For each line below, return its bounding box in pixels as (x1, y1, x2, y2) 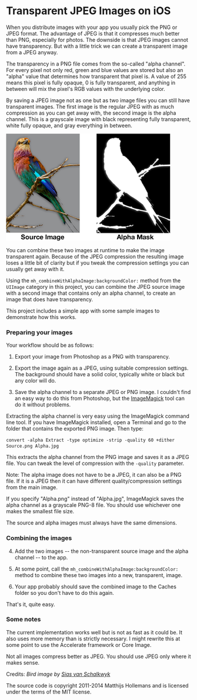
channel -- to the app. (14, 554, 68, 561)
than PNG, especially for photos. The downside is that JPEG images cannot (6, 36, 188, 43)
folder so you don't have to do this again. (14, 589, 115, 596)
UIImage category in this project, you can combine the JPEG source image (6, 283, 185, 290)
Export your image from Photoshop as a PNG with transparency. (14, 353, 171, 360)
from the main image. (6, 484, 58, 491)
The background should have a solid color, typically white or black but (14, 371, 185, 378)
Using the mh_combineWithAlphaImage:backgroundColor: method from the (6, 276, 181, 284)
